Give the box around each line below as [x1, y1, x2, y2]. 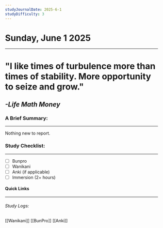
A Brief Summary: [5, 115, 48, 122]
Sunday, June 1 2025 [5, 32, 91, 44]
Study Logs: [5, 203, 29, 209]
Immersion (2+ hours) [12, 174, 56, 180]
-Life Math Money [5, 100, 61, 109]
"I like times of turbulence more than [5, 61, 156, 72]
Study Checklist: [5, 142, 45, 149]
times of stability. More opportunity [5, 71, 151, 82]
